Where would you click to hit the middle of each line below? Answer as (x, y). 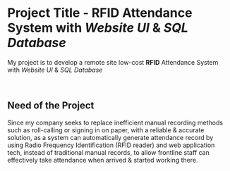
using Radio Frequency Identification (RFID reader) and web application (111, 145)
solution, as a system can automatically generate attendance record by (110, 137)
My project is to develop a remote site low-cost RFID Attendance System (113, 62)
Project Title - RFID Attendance (100, 13)
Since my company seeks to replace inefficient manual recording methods (115, 122)
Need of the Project (51, 106)
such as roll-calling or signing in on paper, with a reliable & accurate (106, 130)
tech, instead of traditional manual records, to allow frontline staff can (108, 152)
